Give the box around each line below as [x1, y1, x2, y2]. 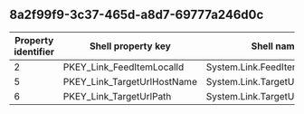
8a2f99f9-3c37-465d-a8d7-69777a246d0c [9, 7, 264, 23]
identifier [14, 45, 54, 58]
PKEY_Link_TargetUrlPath [62, 90, 172, 102]
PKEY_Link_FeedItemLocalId [62, 61, 185, 73]
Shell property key [89, 40, 172, 52]
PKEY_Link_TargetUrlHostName [62, 75, 197, 88]
